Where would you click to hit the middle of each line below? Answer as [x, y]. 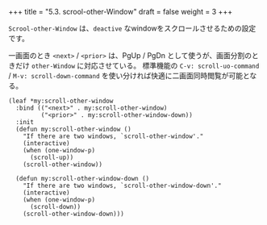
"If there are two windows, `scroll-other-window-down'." [122, 185]
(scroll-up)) [52, 157]
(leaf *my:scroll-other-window [61, 101]
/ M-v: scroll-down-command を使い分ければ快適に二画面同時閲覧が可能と [129, 75]
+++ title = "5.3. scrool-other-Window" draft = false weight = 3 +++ [120, 12]
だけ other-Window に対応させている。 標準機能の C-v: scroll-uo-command [137, 65]
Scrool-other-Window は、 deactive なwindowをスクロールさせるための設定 [132, 28]
